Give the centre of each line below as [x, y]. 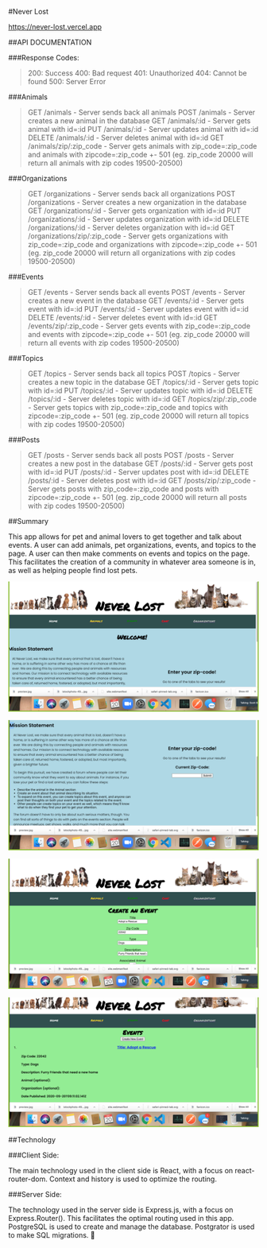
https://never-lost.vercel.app [55, 27]
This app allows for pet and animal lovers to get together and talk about [125, 537]
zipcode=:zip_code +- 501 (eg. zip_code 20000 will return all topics [138, 416]
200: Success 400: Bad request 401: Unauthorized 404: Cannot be [137, 73]
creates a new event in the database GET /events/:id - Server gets [136, 300]
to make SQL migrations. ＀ [52, 1235]
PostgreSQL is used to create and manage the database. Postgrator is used [132, 1227]
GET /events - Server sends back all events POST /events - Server [136, 292]
